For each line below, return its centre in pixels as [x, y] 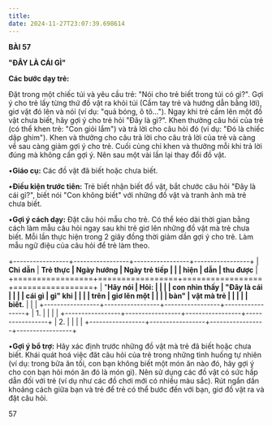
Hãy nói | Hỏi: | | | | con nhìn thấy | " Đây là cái [185, 287]
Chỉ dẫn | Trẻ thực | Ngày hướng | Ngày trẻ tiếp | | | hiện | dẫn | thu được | [133, 269]
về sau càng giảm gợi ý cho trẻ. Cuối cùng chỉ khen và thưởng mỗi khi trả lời [135, 146]
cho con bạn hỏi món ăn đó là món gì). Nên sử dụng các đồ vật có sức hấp [133, 372]
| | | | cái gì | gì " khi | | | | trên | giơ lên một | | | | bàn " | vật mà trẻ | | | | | [128, 296]
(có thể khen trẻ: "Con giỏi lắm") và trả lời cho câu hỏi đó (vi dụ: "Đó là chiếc [136, 129]
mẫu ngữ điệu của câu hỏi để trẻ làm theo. [79, 245]
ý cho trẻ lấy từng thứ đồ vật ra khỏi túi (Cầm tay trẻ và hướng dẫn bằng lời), [135, 103]
